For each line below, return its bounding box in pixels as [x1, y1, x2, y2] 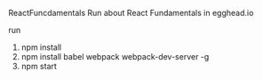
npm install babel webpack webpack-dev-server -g [20, 52, 210, 61]
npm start [20, 61, 57, 71]
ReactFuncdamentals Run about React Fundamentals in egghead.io [8, 8, 254, 18]
